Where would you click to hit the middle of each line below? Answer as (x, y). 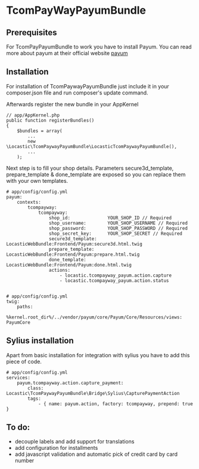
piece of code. (24, 361)
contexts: (29, 202)
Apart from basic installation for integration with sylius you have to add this (98, 355)
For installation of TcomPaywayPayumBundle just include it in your (88, 86)
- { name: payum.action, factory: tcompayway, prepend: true (116, 404)
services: (18, 378)
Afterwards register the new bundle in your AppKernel (72, 104)
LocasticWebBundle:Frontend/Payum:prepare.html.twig (73, 255)
